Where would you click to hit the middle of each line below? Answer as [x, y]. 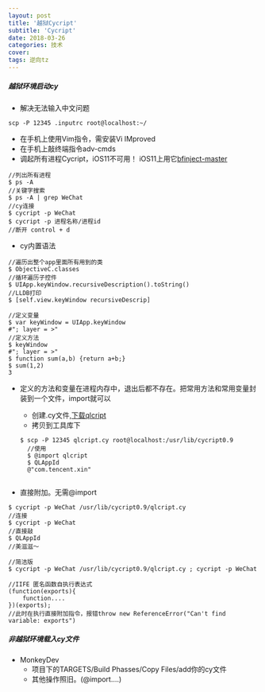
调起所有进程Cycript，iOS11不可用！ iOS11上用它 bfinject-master [123, 158]
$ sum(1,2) [26, 365]
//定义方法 [24, 338]
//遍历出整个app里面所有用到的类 [56, 262]
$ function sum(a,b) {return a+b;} [67, 359]
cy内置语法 [38, 245]
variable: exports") [42, 620]
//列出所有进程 [30, 175]
